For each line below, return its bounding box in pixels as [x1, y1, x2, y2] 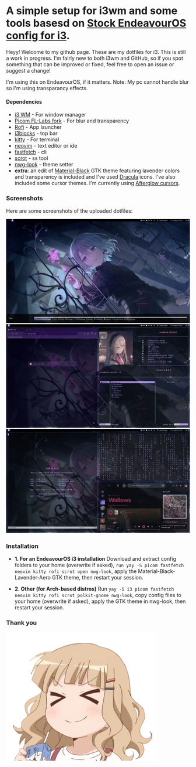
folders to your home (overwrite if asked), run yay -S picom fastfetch [14, 561, 184, 569]
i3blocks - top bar [14, 130, 58, 137]
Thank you [6, 619, 37, 627]
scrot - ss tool [14, 155, 48, 162]
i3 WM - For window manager [14, 111, 86, 118]
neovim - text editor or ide [14, 142, 78, 149]
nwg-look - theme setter [14, 161, 73, 168]
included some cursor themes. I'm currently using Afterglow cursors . [14, 180, 180, 187]
